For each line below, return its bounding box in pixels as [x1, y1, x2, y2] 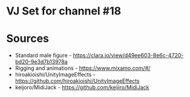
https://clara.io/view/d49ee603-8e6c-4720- [73, 52, 184, 59]
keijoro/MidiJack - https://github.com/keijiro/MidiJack [15, 84, 149, 91]
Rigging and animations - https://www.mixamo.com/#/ [15, 64, 151, 72]
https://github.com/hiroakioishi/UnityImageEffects [15, 77, 140, 85]
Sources [6, 32, 50, 46]
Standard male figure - [15, 52, 72, 59]
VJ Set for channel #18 [6, 4, 122, 18]
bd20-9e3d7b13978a [15, 58, 68, 66]
